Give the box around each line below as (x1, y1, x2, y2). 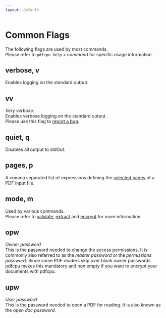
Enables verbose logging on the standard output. (5, 113, 107, 119)
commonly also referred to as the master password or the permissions (5, 252, 152, 258)
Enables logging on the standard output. (5, 79, 89, 86)
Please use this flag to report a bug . (5, 118, 80, 125)
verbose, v (5, 66, 39, 74)
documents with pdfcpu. (5, 268, 57, 274)
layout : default (5, 7, 39, 13)
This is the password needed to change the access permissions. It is (5, 247, 148, 253)
